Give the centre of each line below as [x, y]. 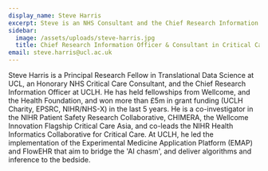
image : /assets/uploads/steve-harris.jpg [85, 38]
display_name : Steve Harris [55, 16]
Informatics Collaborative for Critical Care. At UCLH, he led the [111, 134]
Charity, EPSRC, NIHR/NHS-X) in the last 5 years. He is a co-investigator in [131, 109]
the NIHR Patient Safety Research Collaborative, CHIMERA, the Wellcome [128, 117]
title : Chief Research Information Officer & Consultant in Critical [133, 45]
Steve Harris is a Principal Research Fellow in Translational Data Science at [131, 75]
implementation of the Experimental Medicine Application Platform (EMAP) [131, 143]
